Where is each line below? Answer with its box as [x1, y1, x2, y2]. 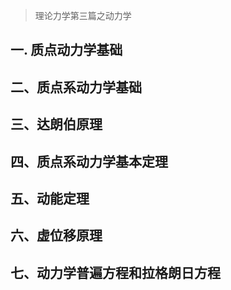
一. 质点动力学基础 [10, 42, 123, 59]
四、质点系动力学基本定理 [10, 153, 168, 170]
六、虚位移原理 [10, 227, 103, 244]
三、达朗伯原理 [10, 116, 103, 133]
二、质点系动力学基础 [10, 79, 142, 96]
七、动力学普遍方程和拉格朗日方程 [10, 264, 221, 281]
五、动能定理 [10, 190, 90, 207]
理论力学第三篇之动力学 [34, 10, 132, 21]
